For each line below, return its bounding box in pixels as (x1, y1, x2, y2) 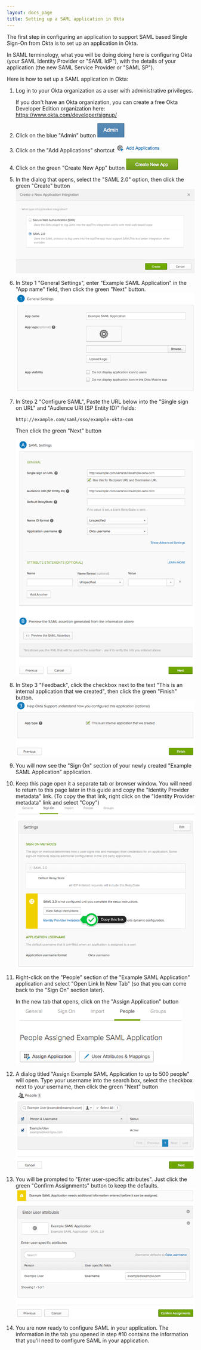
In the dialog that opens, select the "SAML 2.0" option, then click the (15, 176, 184, 183)
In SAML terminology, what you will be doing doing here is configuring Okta (7, 51, 193, 58)
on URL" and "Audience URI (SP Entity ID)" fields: (15, 404, 137, 412)
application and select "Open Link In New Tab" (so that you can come (15, 980, 187, 987)
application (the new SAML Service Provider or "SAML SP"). (7, 63, 154, 71)
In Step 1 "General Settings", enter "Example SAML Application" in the (15, 280, 187, 287)
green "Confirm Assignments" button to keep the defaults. (15, 1182, 159, 1189)
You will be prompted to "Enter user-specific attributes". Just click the (15, 1176, 187, 1183)
